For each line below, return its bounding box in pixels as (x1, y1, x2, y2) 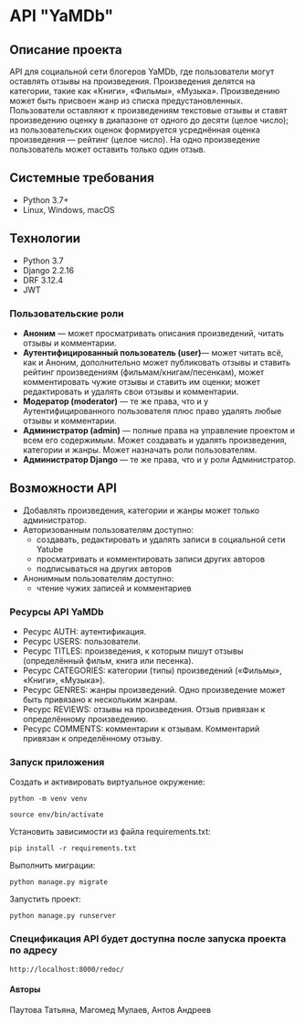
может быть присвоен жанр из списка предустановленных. (9, 95, 244, 106)
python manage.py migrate (9, 878, 108, 887)
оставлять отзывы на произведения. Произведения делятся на (9, 76, 256, 87)
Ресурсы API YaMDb (9, 605, 104, 618)
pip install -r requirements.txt (9, 844, 137, 853)
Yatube (36, 543, 64, 554)
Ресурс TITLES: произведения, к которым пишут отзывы (22, 645, 244, 656)
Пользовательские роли (9, 307, 124, 320)
